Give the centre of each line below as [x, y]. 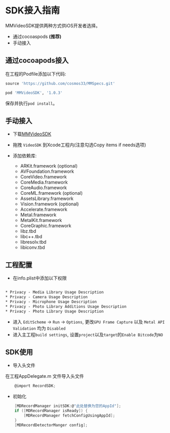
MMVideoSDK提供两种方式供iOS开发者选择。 [53, 26]
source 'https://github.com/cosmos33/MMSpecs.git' [60, 83]
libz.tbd [28, 231]
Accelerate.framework [44, 210]
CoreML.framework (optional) [52, 193]
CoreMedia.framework [44, 183]
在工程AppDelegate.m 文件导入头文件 [45, 376]
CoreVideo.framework [44, 177]
